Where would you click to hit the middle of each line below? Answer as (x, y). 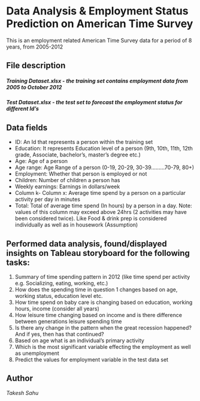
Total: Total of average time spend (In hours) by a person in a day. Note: (104, 206)
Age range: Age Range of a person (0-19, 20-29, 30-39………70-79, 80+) (104, 168)
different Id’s (22, 108)
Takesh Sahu (22, 393)
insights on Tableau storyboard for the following (98, 253)
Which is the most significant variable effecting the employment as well (103, 346)
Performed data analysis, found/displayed (87, 244)
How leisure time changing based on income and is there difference (99, 315)
